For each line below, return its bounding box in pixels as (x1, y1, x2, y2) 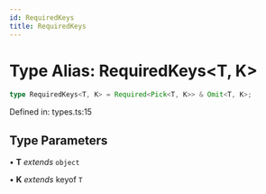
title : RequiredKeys (9, 22, 87, 31)
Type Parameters (9, 133, 108, 148)
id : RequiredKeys (9, 13, 75, 23)
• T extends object (9, 157, 80, 168)
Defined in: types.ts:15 (9, 106, 93, 117)
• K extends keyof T (9, 174, 83, 185)
